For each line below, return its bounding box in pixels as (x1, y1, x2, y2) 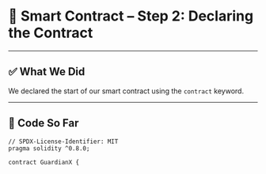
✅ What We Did (8, 65, 85, 78)
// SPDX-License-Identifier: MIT (8, 138, 119, 146)
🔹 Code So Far (8, 116, 79, 130)
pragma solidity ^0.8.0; (8, 144, 90, 153)
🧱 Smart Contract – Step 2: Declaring (8, 7, 254, 25)
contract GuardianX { (8, 158, 80, 166)
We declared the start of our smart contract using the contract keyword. (8, 86, 244, 96)
